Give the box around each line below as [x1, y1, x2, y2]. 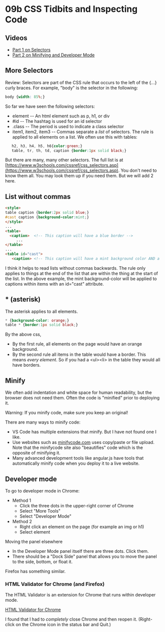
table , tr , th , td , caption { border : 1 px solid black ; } [11, 148, 127, 153]
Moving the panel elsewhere [5, 538, 63, 544]
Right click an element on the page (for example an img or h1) [19, 524, 144, 530]
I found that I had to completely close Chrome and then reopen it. [5, 616, 137, 622]
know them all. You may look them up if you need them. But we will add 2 [5, 173, 154, 179]
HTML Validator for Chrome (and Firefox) [5, 581, 105, 587]
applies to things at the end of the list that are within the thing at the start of [5, 270, 159, 276]
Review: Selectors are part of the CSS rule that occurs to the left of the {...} [5, 79, 157, 85]
